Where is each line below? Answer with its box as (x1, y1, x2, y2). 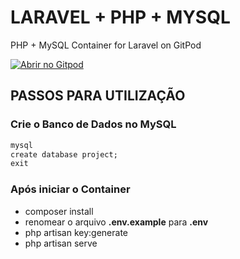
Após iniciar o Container (10, 182, 131, 196)
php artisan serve (24, 237, 98, 249)
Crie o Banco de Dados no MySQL (10, 117, 177, 131)
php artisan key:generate (24, 226, 129, 238)
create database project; (10, 149, 118, 160)
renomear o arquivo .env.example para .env (24, 216, 209, 228)
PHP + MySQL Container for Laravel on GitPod (10, 39, 202, 51)
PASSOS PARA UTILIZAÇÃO (10, 87, 186, 105)
